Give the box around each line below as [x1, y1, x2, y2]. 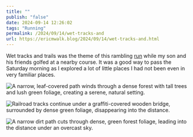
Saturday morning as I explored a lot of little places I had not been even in [6, 65, 185, 71]
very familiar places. [6, 71, 55, 78]
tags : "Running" [6, 25, 46, 31]
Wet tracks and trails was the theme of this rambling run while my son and [6, 53, 187, 59]
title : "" [6, 8, 31, 15]
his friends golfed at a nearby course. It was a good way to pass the [6, 58, 172, 66]
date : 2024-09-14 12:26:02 [6, 19, 73, 25]
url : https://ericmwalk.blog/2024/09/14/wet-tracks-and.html [6, 36, 160, 42]
